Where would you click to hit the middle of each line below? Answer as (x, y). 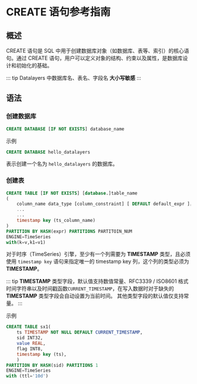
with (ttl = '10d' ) (27, 376)
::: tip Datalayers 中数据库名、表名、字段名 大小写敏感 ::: (74, 78)
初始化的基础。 (34, 65)
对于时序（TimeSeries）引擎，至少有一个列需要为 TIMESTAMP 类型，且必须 (98, 254)
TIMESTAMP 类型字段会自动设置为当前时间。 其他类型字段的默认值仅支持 (95, 296)
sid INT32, (30, 338)
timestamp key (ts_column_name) (56, 221)
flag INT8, (30, 349)
